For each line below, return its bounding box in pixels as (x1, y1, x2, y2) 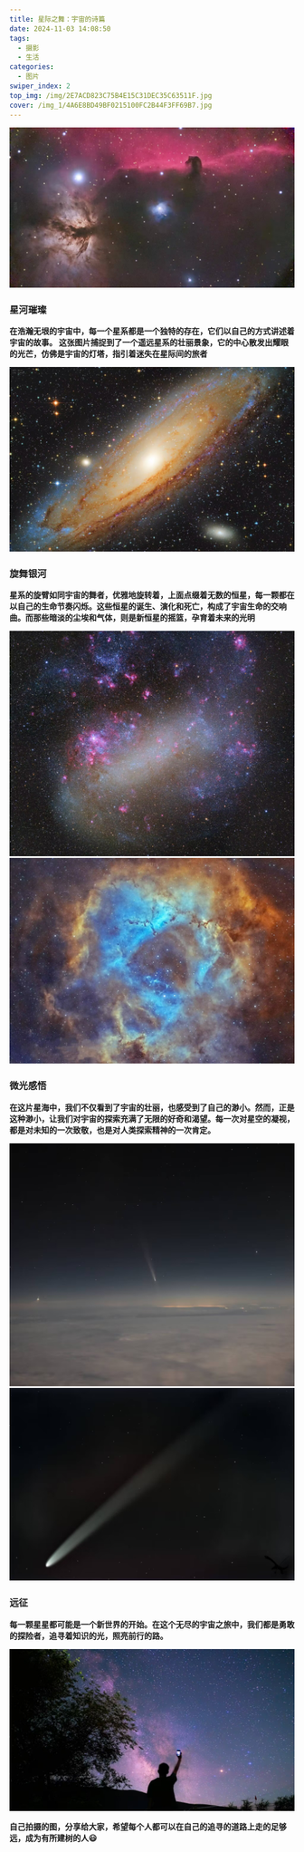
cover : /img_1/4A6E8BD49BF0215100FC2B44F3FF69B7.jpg (9, 101, 213, 110)
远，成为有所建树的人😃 (9, 1833, 98, 1844)
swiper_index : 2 (9, 82, 71, 91)
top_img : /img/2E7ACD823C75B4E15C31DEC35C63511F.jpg (9, 91, 213, 100)
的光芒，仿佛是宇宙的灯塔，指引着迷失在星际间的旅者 (9, 349, 208, 360)
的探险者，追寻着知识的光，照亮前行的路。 (9, 1630, 168, 1641)
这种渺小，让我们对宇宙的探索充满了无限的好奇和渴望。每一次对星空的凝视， (9, 1113, 295, 1124)
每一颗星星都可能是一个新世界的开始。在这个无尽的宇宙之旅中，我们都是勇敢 (9, 1618, 295, 1630)
